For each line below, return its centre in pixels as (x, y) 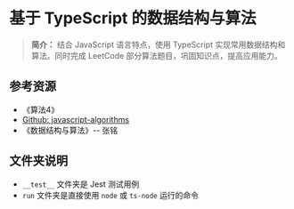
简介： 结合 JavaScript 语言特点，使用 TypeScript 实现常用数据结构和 (158, 44)
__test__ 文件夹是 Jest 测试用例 (81, 184)
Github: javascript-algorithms (76, 119)
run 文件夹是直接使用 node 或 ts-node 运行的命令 (110, 195)
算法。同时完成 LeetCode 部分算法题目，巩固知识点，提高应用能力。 (156, 55)
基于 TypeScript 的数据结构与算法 (133, 18)
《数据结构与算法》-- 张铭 (70, 130)
